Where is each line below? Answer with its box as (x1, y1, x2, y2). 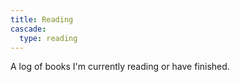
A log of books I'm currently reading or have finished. (10, 61, 230, 73)
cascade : (10, 24, 47, 34)
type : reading (19, 33, 78, 43)
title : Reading (10, 14, 74, 25)
